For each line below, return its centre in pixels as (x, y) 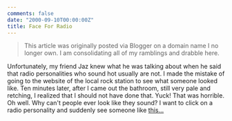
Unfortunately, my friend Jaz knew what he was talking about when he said (114, 67)
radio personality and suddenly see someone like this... (86, 110)
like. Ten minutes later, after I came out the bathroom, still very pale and (109, 88)
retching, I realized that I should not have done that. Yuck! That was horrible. (116, 96)
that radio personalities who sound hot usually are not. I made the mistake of (116, 74)
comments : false (30, 13)
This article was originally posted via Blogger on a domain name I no (121, 46)
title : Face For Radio (40, 26)
